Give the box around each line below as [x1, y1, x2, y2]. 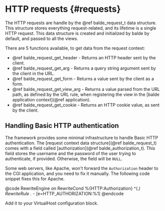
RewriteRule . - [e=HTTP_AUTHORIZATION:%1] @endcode [5, 190, 124, 196]
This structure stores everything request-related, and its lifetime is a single [5, 25, 157, 31]
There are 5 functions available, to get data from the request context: [5, 45, 145, 51]
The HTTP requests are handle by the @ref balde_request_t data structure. [5, 20, 157, 26]
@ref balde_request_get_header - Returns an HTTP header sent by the [12, 54, 156, 60]
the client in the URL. [12, 70, 55, 76]
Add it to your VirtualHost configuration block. [5, 200, 99, 206]
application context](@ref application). [12, 96, 91, 102]
